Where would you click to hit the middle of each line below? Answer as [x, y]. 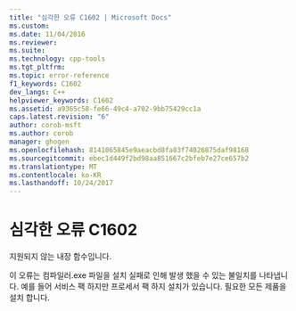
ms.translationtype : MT [53, 167]
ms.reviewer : [33, 42]
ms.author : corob [41, 134]
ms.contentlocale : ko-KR [55, 175]
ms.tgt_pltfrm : [37, 68]
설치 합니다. [30, 298]
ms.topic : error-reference [59, 76]
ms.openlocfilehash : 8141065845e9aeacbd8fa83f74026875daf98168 [129, 150]
